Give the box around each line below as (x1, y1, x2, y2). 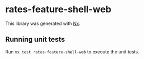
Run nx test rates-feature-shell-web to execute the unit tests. (5, 48, 139, 54)
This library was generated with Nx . (5, 20, 80, 26)
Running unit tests (5, 35, 65, 44)
